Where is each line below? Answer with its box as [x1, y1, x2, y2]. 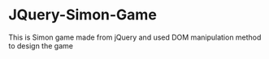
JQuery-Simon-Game [8, 6, 157, 24]
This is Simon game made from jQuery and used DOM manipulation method [8, 32, 262, 42]
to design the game [8, 40, 73, 50]
